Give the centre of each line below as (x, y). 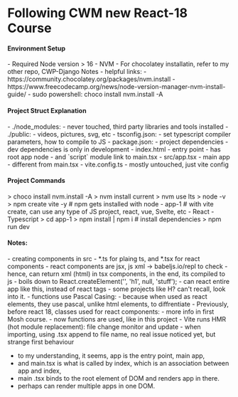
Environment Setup (37, 48)
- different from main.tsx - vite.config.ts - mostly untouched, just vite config (118, 164)
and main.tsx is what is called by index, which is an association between (123, 363)
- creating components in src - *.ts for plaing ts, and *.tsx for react (104, 259)
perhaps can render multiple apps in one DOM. (86, 386)
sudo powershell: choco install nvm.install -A (98, 95)
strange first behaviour (41, 342)
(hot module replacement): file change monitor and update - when (104, 327)
